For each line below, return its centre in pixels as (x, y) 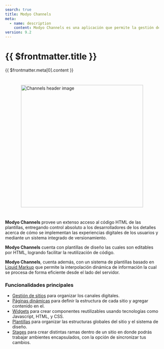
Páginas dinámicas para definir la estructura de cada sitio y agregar (80, 301)
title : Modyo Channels (28, 14)
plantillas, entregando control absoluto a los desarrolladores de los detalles (81, 227)
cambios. (21, 343)
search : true (18, 10)
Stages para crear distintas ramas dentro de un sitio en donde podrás (82, 332)
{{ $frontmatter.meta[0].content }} (40, 70)
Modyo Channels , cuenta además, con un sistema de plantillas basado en (80, 262)
